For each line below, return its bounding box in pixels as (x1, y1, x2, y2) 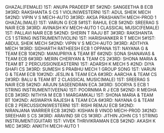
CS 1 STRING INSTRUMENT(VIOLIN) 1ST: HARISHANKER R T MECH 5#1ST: (5, 35, 156, 41)
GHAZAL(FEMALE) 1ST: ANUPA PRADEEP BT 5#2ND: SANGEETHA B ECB (5, 4, 153, 10)
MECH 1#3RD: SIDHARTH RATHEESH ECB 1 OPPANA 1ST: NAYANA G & (5, 46, 148, 51)
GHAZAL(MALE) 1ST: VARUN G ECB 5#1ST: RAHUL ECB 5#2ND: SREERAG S (5, 19, 159, 25)
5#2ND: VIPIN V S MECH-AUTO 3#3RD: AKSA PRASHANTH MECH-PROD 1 (5, 15, 157, 20)
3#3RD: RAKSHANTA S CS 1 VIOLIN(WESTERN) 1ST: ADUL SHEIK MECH (5, 9, 151, 15)
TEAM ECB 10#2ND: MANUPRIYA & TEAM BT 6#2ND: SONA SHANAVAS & (5, 51, 155, 57)
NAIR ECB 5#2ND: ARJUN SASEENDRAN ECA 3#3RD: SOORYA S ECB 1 (5, 82, 149, 87)
